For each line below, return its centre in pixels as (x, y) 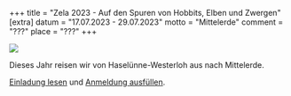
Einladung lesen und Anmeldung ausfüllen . (87, 82)
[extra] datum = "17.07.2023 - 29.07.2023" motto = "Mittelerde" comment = (146, 22)
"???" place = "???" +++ (53, 31)
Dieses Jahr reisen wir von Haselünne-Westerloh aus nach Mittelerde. (137, 65)
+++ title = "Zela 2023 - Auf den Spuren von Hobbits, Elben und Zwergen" (145, 13)
